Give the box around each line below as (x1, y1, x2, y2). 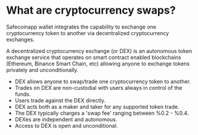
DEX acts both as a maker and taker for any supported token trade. (14, 103, 180, 110)
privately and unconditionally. (6, 66, 79, 73)
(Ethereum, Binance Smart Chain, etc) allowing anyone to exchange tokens (6, 60, 190, 67)
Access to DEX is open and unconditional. (14, 122, 118, 129)
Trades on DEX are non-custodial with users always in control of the (14, 84, 182, 91)
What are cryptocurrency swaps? (6, 4, 176, 17)
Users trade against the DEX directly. (14, 96, 106, 104)
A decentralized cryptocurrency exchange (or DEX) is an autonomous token (6, 47, 193, 54)
